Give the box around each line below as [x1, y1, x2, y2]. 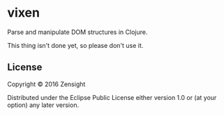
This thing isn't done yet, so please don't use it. [7, 41, 144, 49]
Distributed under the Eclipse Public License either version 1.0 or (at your [7, 93, 217, 101]
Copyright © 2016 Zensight [7, 80, 86, 88]
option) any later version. [7, 101, 79, 109]
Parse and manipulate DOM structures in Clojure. [7, 28, 148, 36]
